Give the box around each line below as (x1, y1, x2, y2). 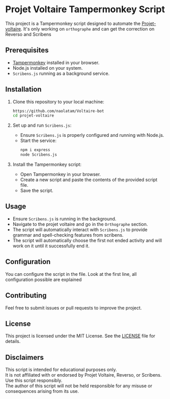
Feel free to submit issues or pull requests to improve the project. (5, 304, 142, 311)
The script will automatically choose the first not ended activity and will (12, 237, 162, 243)
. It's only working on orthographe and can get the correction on (20, 25, 155, 32)
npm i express (20, 148, 50, 153)
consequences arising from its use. (5, 388, 79, 394)
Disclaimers (5, 353, 44, 362)
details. (5, 338, 21, 345)
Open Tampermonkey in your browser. (20, 172, 101, 178)
